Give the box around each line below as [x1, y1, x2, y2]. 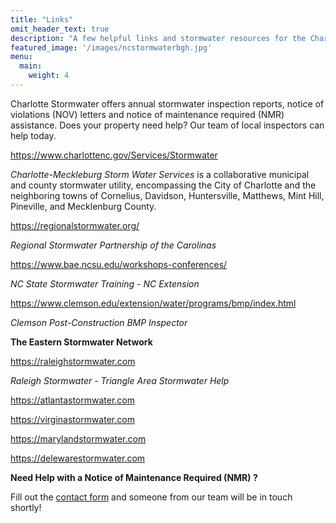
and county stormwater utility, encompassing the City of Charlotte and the [10, 179, 317, 191]
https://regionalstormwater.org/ [10, 219, 140, 231]
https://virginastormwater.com [10, 413, 135, 425]
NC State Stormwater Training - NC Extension [10, 277, 200, 290]
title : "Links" [10, 14, 74, 25]
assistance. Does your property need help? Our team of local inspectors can [10, 119, 325, 131]
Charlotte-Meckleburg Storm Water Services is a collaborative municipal [10, 168, 310, 180]
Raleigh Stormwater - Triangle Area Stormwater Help [10, 374, 230, 386]
